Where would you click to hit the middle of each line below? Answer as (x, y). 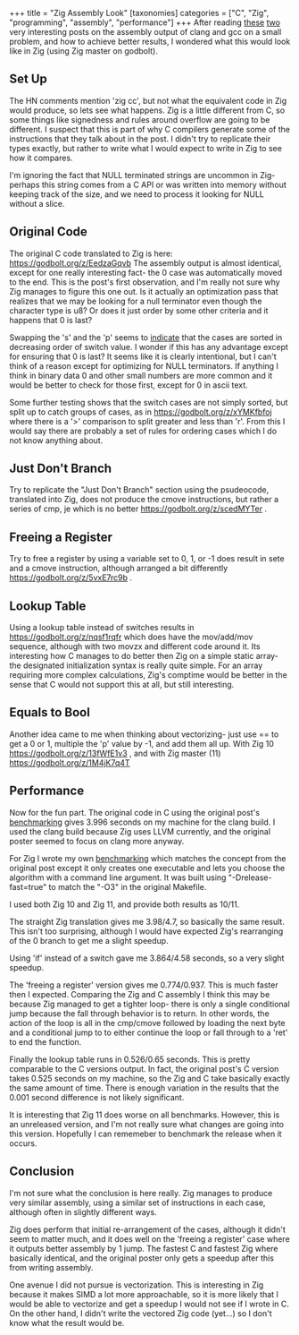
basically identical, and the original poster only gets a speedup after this (142, 1258)
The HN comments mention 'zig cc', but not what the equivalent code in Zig (148, 100)
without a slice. (37, 203)
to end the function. (46, 1041)
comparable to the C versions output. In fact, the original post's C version (144, 1068)
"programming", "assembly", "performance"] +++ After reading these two (145, 22)
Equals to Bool (50, 712)
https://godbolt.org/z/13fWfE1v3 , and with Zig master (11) (115, 753)
